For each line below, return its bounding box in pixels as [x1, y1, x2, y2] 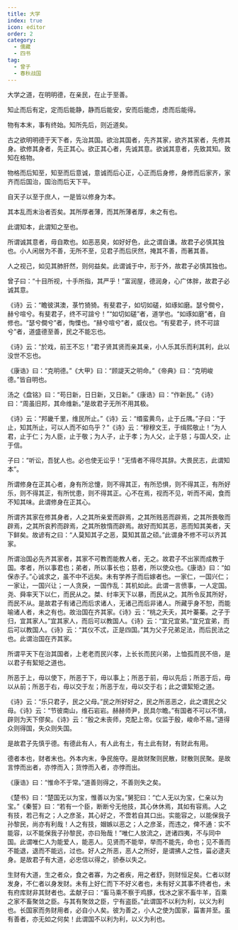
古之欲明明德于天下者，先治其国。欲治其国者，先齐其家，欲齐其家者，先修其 [7, 136, 231, 144]
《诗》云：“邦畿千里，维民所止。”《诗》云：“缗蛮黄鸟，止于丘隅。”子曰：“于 [7, 414, 226, 422]
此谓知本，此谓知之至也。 [7, 222, 82, 231]
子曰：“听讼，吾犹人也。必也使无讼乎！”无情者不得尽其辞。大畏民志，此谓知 [7, 456, 230, 464]
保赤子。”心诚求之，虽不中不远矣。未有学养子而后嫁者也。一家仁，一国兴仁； [7, 572, 231, 581]
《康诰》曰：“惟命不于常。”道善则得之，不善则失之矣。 [7, 778, 165, 787]
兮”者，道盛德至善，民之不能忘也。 [7, 327, 110, 336]
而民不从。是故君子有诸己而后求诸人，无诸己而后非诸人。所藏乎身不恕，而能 [7, 598, 231, 607]
